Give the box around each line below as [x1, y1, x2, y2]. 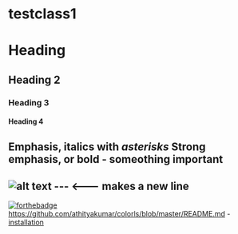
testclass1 [8, 5, 77, 23]
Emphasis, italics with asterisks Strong [8, 140, 206, 153]
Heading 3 [8, 97, 50, 108]
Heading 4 [8, 117, 44, 126]
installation [8, 217, 44, 228]
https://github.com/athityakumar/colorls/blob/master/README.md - [8, 209, 231, 219]
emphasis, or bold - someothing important [8, 153, 224, 166]
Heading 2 [8, 73, 61, 86]
